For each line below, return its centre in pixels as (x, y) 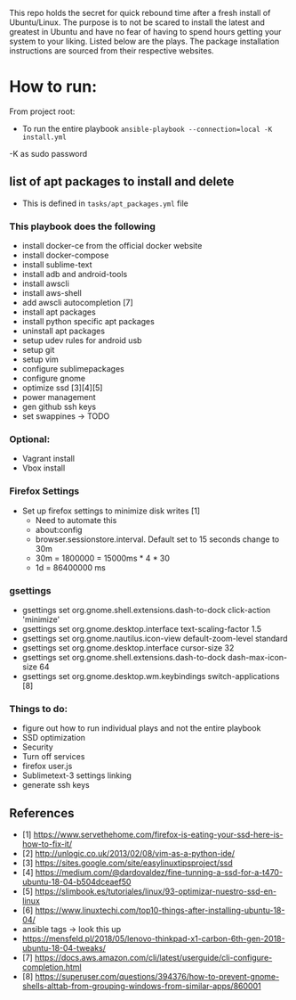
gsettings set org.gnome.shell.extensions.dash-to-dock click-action (146, 610)
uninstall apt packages (63, 331)
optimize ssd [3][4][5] (62, 388)
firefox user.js (47, 766)
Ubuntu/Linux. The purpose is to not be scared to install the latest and (137, 22)
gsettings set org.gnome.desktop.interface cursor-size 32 (128, 648)
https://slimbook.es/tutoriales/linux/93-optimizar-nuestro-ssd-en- (156, 891)
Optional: (30, 439)
